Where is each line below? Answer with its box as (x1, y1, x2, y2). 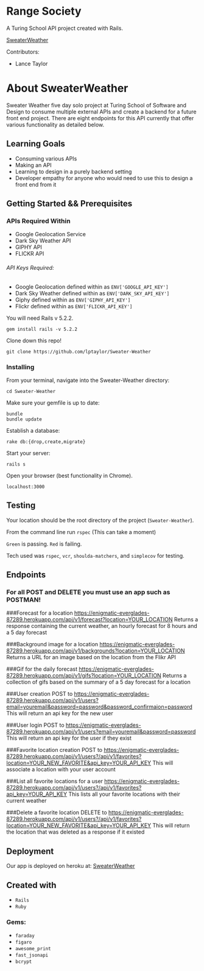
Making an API (15, 161, 52, 168)
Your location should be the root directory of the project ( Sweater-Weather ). (6, 516, 194, 524)
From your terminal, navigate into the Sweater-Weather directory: (6, 377, 170, 384)
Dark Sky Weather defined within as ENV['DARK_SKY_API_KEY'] (15, 289, 170, 297)
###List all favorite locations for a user (6, 778, 104, 785)
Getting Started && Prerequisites (6, 198, 133, 209)
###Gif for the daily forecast (6, 665, 78, 673)
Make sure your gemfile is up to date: (6, 399, 100, 406)
